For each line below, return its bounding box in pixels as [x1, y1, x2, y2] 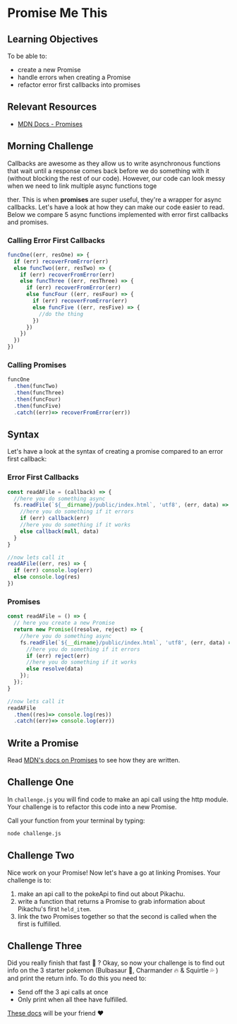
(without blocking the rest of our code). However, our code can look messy [7, 174, 226, 182]
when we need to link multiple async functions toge [7, 182, 157, 190]
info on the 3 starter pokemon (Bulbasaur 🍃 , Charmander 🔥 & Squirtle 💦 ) [7, 966, 219, 975]
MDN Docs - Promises [17, 119, 83, 128]
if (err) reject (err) [25, 652, 90, 659]
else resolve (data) [25, 666, 83, 673]
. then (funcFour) [13, 396, 61, 403]
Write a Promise [7, 737, 79, 749]
